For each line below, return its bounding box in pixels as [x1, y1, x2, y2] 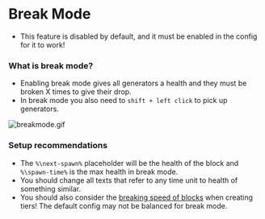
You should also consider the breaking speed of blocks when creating [19, 192, 253, 202]
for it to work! [19, 39, 65, 49]
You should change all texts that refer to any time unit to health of [19, 175, 238, 185]
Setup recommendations [8, 140, 107, 151]
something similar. [19, 184, 82, 193]
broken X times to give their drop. [19, 87, 132, 97]
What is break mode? [8, 60, 94, 71]
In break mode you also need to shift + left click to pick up [19, 96, 228, 105]
